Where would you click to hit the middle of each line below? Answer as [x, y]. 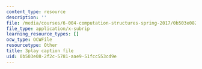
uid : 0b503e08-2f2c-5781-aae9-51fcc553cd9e [62, 56]
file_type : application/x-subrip [48, 28]
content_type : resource [36, 12]
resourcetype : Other [32, 46]
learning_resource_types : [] [43, 34]
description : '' [26, 17]
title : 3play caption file [40, 51]
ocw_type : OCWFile [29, 40]
